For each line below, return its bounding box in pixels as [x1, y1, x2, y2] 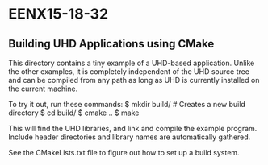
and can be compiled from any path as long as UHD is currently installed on [8, 76, 260, 85]
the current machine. [8, 84, 78, 93]
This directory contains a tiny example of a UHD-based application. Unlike [8, 58, 255, 68]
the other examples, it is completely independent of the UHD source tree [8, 67, 250, 76]
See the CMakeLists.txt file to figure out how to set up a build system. [8, 148, 240, 157]
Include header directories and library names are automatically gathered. [8, 132, 251, 142]
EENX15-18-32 [8, 5, 109, 23]
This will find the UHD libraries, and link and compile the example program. [8, 124, 258, 133]
